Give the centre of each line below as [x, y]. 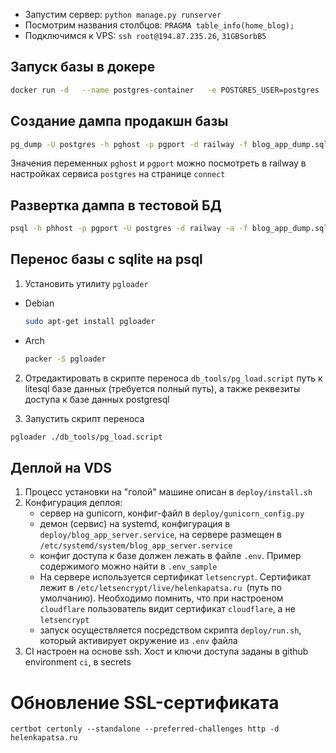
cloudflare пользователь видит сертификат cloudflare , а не [167, 609]
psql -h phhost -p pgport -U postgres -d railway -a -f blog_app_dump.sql [169, 229]
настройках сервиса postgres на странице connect [118, 174]
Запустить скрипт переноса [84, 418]
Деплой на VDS [61, 467]
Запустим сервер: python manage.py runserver [123, 14]
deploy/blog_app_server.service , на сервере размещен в [161, 535]
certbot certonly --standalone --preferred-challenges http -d [145, 729]
